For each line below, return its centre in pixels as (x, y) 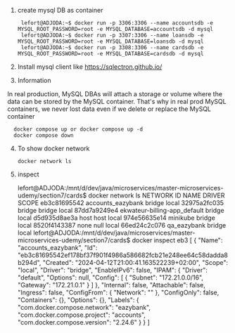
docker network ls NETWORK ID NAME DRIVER (157, 195)
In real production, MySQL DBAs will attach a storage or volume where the (115, 94)
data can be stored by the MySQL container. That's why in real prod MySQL (117, 102)
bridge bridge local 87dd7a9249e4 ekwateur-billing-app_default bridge (121, 210)
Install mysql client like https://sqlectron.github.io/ (90, 67)
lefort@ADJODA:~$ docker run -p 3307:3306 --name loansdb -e (112, 35)
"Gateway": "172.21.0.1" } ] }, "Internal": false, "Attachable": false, (112, 285)
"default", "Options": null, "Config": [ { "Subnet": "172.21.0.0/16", (110, 277)
